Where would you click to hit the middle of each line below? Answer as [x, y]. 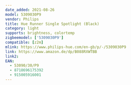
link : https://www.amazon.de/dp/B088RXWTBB [51, 51]
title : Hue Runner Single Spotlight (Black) [52, 24]
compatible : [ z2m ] [24, 42]
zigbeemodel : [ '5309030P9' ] [34, 38]
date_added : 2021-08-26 [30, 10]
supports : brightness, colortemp [40, 33]
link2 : [12, 56]
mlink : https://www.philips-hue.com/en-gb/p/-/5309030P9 [66, 47]
